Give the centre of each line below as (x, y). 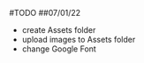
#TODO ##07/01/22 (45, 13)
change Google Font (59, 49)
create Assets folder (59, 30)
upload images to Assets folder (79, 39)
